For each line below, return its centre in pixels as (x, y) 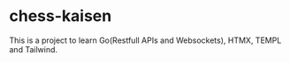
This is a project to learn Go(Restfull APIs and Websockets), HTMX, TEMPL (145, 40)
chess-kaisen (61, 16)
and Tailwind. (34, 49)
